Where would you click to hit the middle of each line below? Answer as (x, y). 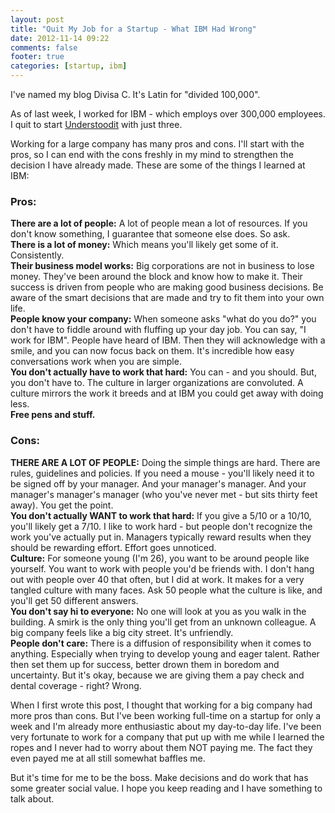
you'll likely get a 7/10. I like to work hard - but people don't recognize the (161, 526)
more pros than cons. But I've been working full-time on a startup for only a (166, 715)
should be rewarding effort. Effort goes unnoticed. (113, 547)
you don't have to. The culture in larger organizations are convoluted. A (157, 383)
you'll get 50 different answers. (74, 600)
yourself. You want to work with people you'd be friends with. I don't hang (162, 568)
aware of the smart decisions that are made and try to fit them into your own (167, 298)
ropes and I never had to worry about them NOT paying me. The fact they (161, 747)
